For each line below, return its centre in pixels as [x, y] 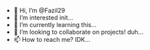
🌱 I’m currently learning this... [55, 25]
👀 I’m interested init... [43, 18]
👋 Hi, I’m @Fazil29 [39, 10]
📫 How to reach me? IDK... [52, 40]
